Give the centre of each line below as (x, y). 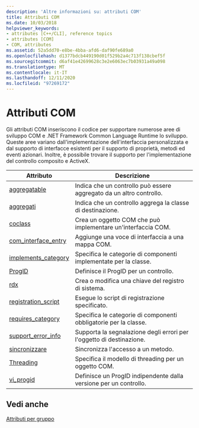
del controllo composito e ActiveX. (48, 160)
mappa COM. (93, 244)
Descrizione (132, 175)
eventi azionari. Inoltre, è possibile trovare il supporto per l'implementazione (99, 155)
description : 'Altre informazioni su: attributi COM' (74, 12)
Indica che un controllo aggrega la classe (132, 203)
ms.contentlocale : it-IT (37, 73)
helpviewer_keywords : (33, 28)
